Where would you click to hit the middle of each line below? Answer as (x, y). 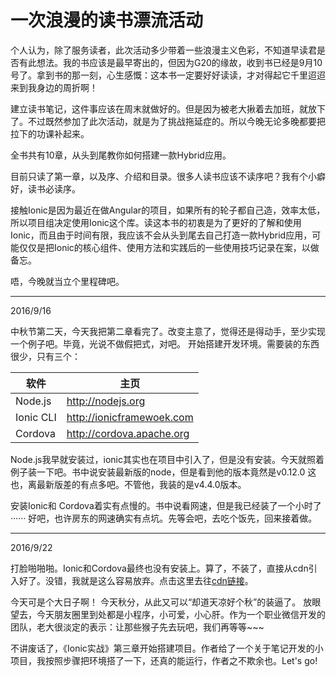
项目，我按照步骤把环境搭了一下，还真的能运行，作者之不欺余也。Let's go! (164, 660)
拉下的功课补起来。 (50, 133)
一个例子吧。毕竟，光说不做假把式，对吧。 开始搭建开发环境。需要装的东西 (165, 343)
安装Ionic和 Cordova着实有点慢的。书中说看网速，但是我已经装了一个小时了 (166, 505)
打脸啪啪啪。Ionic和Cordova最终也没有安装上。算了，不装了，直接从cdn (159, 568)
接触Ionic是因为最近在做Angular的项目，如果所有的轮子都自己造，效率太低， (168, 210)
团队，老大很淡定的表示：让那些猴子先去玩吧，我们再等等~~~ (137, 627)
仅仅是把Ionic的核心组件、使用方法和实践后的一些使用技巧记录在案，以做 (169, 247)
